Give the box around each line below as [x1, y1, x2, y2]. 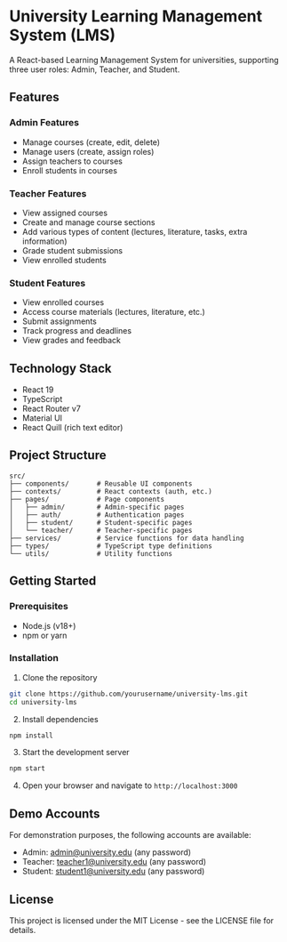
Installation [9, 652, 60, 664]
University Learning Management [9, 6, 263, 27]
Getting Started [9, 574, 97, 589]
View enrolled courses [21, 297, 105, 308]
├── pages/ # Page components [9, 495, 165, 503]
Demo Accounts [9, 806, 100, 821]
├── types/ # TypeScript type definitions [9, 541, 213, 551]
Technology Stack [9, 360, 112, 375]
